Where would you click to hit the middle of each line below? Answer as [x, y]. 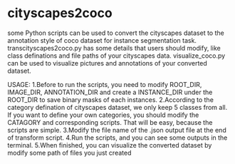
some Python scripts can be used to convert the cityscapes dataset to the [116, 33]
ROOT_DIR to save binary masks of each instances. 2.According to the [110, 99]
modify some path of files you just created [69, 153]
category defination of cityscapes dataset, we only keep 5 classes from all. [117, 107]
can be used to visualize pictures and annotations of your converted [108, 63]
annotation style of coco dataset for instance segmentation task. [102, 40]
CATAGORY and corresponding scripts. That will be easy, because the [110, 122]
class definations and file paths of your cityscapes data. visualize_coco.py [116, 56]
